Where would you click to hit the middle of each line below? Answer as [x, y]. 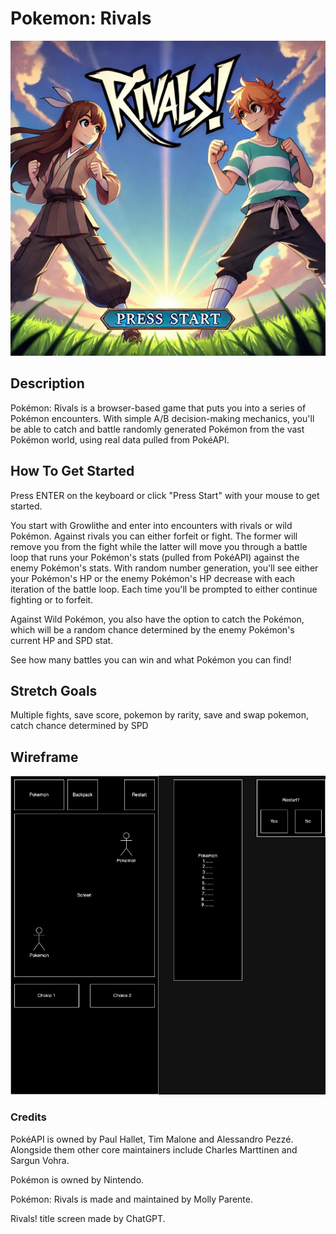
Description [47, 383]
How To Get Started [72, 471]
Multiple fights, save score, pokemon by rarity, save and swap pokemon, [160, 715]
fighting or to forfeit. [52, 599]
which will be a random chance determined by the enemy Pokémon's [152, 629]
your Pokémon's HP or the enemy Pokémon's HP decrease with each [153, 578]
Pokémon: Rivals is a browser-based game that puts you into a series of [158, 408]
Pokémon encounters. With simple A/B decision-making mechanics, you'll [162, 418]
